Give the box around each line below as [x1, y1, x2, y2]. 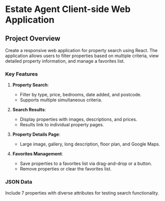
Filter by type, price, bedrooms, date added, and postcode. [19, 92, 141, 98]
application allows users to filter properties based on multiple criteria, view [5, 53, 159, 59]
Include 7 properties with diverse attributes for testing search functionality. [5, 189, 159, 196]
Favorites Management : [12, 151, 63, 157]
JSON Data [5, 178, 32, 185]
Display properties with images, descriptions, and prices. [19, 116, 137, 122]
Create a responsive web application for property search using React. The [5, 48, 158, 53]
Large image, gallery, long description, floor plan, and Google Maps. [19, 141, 160, 147]
